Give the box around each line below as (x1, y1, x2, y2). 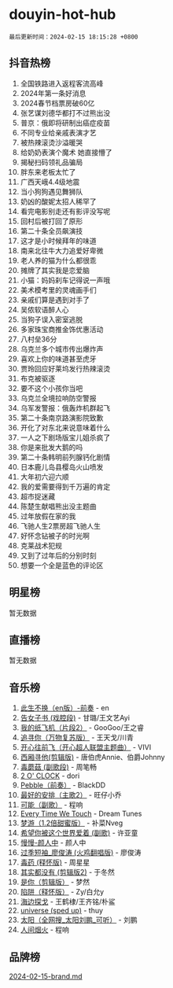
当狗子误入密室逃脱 (20, 315, 83, 324)
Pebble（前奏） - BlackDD (20, 780, 106, 790)
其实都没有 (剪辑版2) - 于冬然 (20, 868, 115, 877)
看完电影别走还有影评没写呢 (20, 206, 111, 216)
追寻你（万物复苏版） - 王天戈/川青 (20, 733, 134, 743)
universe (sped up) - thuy (20, 906, 104, 916)
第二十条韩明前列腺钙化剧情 (20, 452, 111, 462)
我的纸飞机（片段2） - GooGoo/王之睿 (20, 723, 145, 732)
